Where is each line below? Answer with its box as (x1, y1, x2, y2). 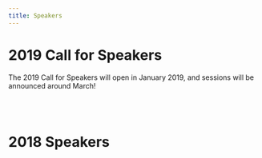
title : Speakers (8, 11, 62, 20)
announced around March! (8, 81, 96, 90)
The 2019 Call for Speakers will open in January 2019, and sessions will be (8, 73, 255, 82)
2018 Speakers (8, 132, 111, 151)
